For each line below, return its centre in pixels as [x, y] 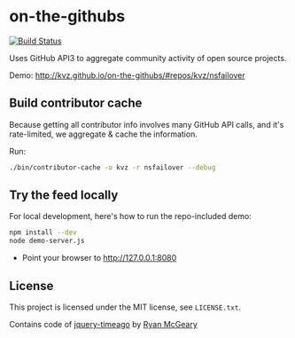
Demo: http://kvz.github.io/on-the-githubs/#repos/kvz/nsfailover [127, 75]
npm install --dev [43, 232]
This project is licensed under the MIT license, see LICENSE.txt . [125, 307]
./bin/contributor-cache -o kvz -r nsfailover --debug [113, 167]
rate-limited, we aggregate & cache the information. [103, 134]
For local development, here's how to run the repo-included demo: [131, 216]
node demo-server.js [47, 241]
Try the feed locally [64, 196]
